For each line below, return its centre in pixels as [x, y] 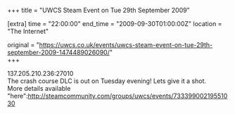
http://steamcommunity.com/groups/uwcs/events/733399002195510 [128, 96]
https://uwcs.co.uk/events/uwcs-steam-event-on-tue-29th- [126, 45]
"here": [18, 96]
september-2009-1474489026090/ [59, 52]
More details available [39, 88]
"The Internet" [28, 31]
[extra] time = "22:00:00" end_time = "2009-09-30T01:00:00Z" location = [115, 24]
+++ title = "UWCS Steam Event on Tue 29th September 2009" [99, 10]
